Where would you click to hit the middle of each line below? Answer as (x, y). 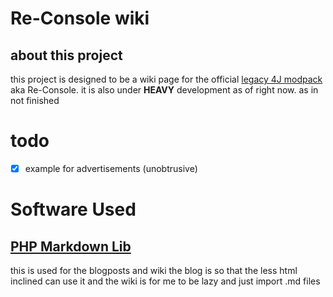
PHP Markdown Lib (71, 246)
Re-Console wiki (80, 18)
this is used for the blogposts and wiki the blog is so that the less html (154, 270)
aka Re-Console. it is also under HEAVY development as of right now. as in (164, 90)
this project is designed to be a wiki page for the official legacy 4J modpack (166, 79)
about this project (66, 55)
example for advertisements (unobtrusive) (111, 168)
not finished (35, 100)
